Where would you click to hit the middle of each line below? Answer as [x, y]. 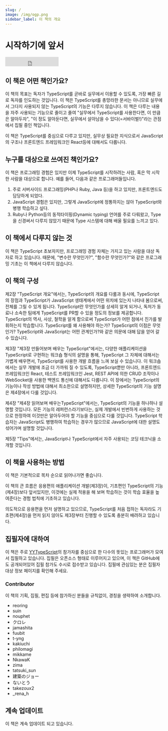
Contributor [20, 584]
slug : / [13, 10]
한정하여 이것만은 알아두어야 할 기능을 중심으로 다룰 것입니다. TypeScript [86, 415]
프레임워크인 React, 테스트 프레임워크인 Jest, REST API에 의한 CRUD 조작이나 [82, 374]
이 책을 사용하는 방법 [35, 462]
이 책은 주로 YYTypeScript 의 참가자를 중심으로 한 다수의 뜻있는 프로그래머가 [80, 552]
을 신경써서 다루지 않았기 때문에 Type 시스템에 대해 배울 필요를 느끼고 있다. [86, 221]
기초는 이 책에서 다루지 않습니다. [42, 263]
